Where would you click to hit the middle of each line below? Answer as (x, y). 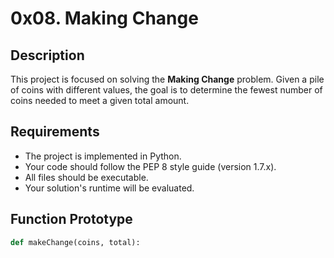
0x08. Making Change (104, 18)
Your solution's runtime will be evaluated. (109, 188)
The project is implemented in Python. (103, 156)
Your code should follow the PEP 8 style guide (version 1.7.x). (150, 166)
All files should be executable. (86, 177)
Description (47, 55)
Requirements (55, 132)
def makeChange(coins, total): (75, 242)
